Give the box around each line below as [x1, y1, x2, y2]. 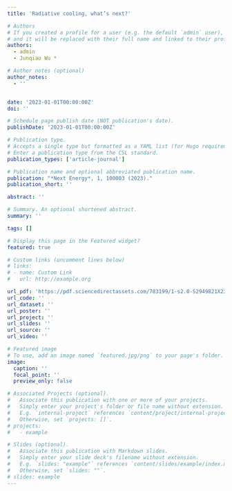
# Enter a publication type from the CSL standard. [7, 149, 159, 156]
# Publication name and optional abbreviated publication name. [7, 168, 196, 175]
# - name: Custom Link [7, 269, 72, 277]
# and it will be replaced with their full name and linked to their [7, 35, 212, 42]
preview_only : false [13, 378, 72, 385]
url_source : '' [7, 326, 51, 334]
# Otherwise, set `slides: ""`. [7, 467, 107, 474]
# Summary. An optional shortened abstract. [7, 206, 137, 213]
